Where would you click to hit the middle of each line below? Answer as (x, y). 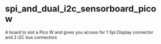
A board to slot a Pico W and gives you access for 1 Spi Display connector (79, 32)
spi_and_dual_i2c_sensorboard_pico (81, 9)
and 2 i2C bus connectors (31, 37)
